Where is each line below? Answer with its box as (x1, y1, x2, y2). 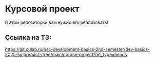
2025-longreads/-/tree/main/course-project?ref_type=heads (5, 51, 127, 57)
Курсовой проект (5, 3, 79, 15)
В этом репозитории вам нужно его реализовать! (5, 19, 109, 25)
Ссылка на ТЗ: (5, 33, 52, 42)
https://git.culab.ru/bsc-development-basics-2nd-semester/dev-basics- (5, 46, 150, 52)
